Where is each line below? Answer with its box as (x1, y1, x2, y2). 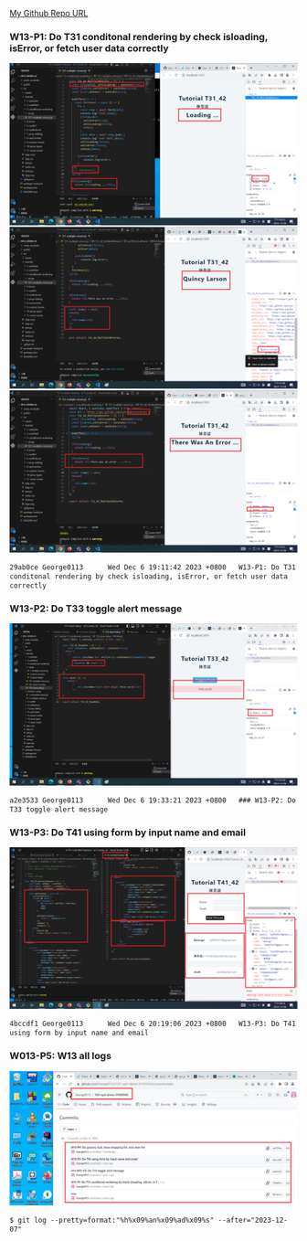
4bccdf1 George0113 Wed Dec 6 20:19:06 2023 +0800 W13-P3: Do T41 (9, 1019, 297, 1029)
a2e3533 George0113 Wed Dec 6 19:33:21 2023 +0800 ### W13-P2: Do (9, 795, 297, 805)
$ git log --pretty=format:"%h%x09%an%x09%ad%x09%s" (9, 1215, 215, 1225)
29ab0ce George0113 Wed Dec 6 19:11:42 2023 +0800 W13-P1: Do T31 (9, 562, 297, 572)
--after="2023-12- (217, 1215, 288, 1225)
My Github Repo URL (9, 8, 89, 18)
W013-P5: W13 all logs (9, 1050, 112, 1063)
